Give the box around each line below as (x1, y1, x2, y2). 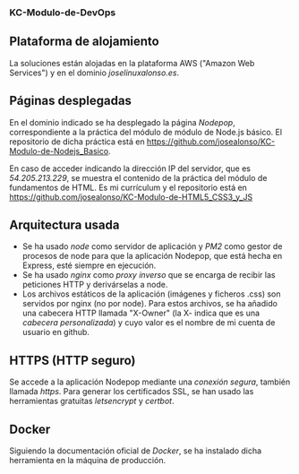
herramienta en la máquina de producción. (9, 454, 167, 465)
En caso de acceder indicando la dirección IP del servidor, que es (9, 163, 251, 174)
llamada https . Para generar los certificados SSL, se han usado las (9, 386, 254, 397)
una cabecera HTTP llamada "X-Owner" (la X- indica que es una (21, 307, 261, 319)
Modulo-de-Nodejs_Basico (9, 145, 109, 156)
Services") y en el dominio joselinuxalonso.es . (9, 67, 180, 78)
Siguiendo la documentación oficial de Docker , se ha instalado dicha (9, 445, 262, 456)
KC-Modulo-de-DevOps (9, 6, 116, 19)
